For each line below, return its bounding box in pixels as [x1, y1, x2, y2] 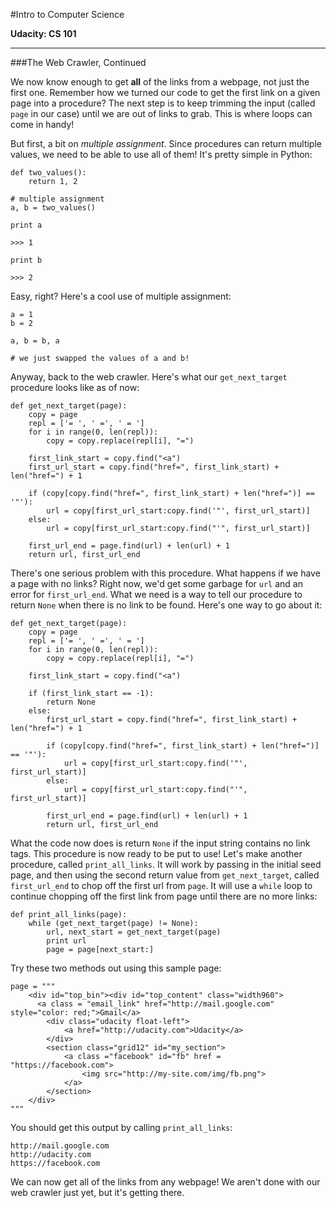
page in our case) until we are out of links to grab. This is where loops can [10, 108, 313, 119]
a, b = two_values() [10, 203, 97, 213]
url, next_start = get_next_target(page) [46, 927, 222, 937]
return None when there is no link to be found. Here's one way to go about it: [10, 599, 323, 611]
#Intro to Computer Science [10, 9, 125, 20]
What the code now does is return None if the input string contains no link [10, 837, 311, 849]
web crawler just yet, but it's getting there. [10, 1187, 185, 1198]
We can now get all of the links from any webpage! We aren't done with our [10, 1176, 321, 1188]
